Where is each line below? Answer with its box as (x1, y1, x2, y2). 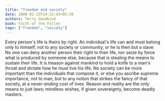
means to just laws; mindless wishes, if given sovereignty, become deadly (5, 86, 155, 92)
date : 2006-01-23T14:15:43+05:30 (5, 12, 74, 17)
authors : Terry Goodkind (5, 16, 56, 21)
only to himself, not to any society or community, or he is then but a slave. (5, 44, 155, 50)
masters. (5, 92, 23, 98)
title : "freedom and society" (5, 7, 67, 12)
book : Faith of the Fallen (5, 21, 61, 26)
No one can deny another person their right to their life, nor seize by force (5, 50, 155, 56)
